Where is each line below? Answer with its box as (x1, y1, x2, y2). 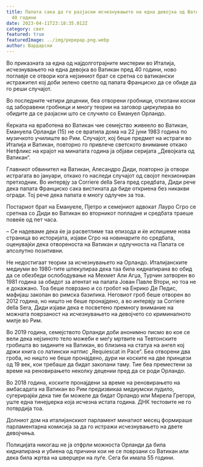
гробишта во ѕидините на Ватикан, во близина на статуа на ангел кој (6, 341, 185, 349)
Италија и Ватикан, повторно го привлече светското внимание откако (6, 141, 187, 148)
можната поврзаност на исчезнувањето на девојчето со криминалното (6, 310, 192, 317)
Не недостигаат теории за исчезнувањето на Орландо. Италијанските (6, 258, 188, 266)
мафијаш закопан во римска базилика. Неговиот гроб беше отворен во (6, 291, 192, 298)
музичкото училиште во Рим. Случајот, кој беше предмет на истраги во (6, 134, 192, 141)
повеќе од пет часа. (6, 216, 58, 223)
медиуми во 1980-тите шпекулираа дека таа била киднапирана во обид (6, 265, 192, 272)
